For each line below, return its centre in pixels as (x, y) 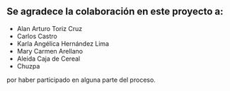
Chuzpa (28, 66)
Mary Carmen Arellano (50, 51)
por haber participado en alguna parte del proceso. (81, 80)
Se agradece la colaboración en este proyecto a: (115, 12)
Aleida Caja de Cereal (48, 59)
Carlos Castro (37, 36)
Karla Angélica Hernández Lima (63, 43)
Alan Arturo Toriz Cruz (50, 28)
